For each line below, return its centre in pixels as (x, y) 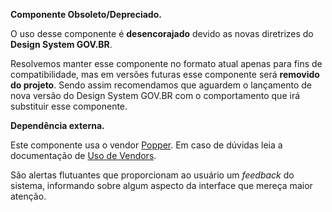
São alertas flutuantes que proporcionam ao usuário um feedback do (152, 175)
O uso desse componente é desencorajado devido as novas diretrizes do (162, 33)
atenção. (28, 196)
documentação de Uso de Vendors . (83, 155)
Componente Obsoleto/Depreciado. (86, 14)
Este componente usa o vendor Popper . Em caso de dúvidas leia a (146, 145)
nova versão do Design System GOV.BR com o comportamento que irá (155, 95)
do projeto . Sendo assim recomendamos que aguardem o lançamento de (161, 85)
